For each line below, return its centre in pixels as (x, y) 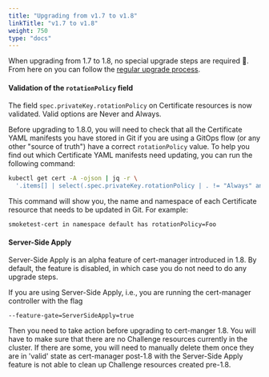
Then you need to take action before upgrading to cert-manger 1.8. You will (132, 330)
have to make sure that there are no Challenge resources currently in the (128, 339)
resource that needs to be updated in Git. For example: (98, 210)
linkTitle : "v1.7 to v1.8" (53, 23)
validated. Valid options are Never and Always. (85, 114)
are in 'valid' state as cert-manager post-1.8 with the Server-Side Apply (126, 356)
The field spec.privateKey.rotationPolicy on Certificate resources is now (130, 106)
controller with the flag (46, 301)
